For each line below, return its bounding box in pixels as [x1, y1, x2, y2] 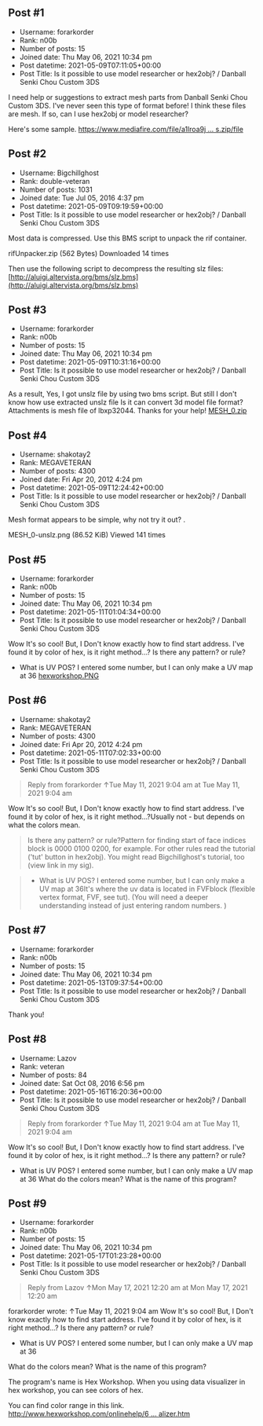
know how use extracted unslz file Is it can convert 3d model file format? [8, 398, 243, 407]
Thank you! [8, 1010, 45, 1019]
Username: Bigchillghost [19, 168, 100, 178]
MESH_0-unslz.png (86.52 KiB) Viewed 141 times [8, 530, 166, 540]
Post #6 [8, 694, 47, 707]
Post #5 [8, 553, 47, 566]
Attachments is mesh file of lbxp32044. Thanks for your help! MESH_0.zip [8, 406, 247, 416]
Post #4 [8, 428, 47, 442]
